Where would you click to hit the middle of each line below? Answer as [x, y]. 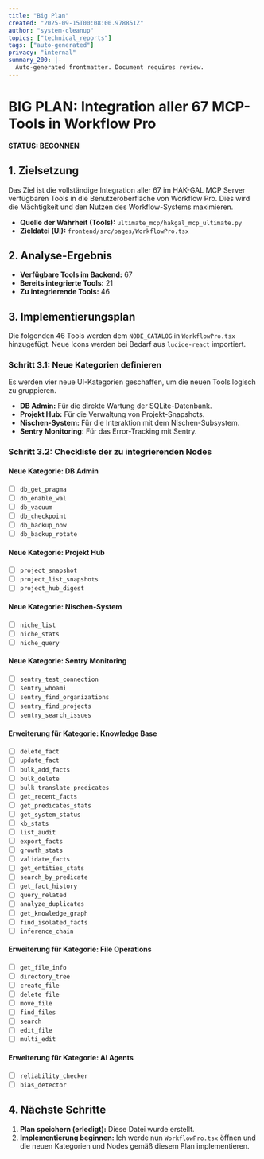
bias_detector [43, 1085]
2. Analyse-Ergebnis [60, 255]
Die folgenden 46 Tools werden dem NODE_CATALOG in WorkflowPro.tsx [122, 336]
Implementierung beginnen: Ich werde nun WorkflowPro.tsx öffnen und [138, 1138]
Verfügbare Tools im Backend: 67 [76, 274]
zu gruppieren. [33, 391]
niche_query [39, 643]
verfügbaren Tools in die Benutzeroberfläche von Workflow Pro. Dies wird [129, 198]
